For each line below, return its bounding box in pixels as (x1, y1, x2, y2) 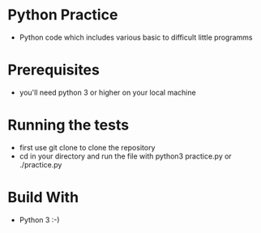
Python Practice (7, 6, 118, 24)
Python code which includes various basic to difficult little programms (19, 32, 253, 42)
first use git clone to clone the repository (19, 142, 156, 152)
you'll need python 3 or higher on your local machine (19, 87, 196, 97)
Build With (7, 189, 79, 206)
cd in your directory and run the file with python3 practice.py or (19, 151, 232, 161)
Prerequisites (7, 61, 101, 79)
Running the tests (7, 116, 130, 134)
